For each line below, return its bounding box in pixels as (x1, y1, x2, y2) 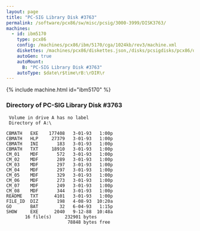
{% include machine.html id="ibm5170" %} (6, 86, 111, 93)
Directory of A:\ (8, 120, 52, 126)
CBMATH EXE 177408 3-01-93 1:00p (6, 130, 113, 136)
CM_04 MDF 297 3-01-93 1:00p (6, 167, 113, 173)
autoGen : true (17, 53, 52, 59)
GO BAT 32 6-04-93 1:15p (6, 204, 113, 210)
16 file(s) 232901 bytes (24, 214, 97, 220)
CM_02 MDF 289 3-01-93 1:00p (6, 156, 113, 162)
